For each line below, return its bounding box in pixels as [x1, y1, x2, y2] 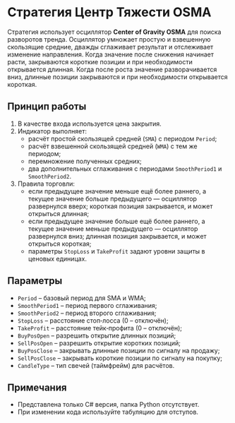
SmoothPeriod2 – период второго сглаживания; [17, 309, 157, 317]
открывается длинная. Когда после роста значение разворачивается [7, 65, 217, 73]
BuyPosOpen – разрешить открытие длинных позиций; [17, 331, 176, 340]
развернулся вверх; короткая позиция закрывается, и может [28, 202, 213, 210]
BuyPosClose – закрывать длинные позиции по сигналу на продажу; [17, 346, 220, 355]
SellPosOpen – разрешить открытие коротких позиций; [17, 338, 181, 347]
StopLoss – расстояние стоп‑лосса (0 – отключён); [17, 316, 169, 325]
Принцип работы [7, 100, 87, 113]
